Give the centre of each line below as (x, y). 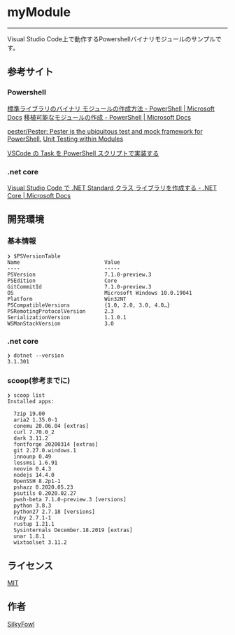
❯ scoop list (26, 396)
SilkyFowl (21, 624)
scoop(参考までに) (39, 380)
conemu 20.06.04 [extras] (51, 426)
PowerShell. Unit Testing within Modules (65, 139)
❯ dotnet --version (36, 355)
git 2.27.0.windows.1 (45, 451)
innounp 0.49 (33, 457)
